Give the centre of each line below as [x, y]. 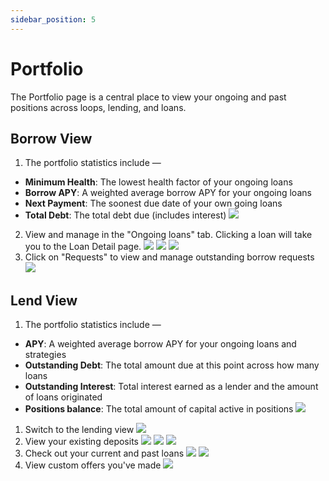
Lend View [44, 300]
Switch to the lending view [79, 430]
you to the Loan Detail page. [83, 247]
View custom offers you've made [93, 465]
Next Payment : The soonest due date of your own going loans [153, 203]
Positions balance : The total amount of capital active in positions [159, 409]
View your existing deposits [81, 442]
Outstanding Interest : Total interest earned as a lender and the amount [171, 387]
